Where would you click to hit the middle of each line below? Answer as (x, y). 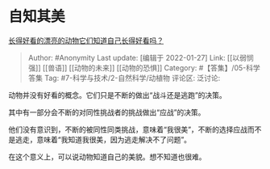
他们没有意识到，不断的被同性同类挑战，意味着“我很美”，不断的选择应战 (128, 129)
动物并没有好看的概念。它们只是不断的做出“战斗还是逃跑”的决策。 (118, 95)
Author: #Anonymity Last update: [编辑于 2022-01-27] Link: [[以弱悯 (141, 57)
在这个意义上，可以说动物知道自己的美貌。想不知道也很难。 (107, 156)
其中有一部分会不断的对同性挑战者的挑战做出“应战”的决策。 (107, 112)
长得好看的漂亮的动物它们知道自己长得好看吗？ (86, 40)
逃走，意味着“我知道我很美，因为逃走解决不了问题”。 (103, 139)
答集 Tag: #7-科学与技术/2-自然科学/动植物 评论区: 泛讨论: (124, 78)
